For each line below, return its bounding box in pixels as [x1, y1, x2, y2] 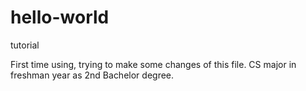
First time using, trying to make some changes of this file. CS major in [10, 58, 297, 70]
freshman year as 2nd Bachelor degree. [10, 69, 175, 81]
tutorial [10, 39, 40, 51]
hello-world [10, 6, 110, 29]
